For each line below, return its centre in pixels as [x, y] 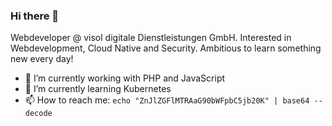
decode [38, 114]
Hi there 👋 [35, 16]
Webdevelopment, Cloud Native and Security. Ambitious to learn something [166, 48]
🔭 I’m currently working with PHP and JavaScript [125, 78]
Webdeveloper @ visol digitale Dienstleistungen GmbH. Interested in [151, 38]
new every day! [42, 59]
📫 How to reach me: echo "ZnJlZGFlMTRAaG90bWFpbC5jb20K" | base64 [167, 100]
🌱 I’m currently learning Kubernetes [98, 89]
